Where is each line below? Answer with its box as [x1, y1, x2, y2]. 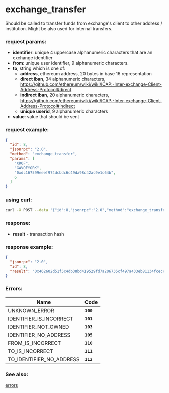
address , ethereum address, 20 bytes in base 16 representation [20, 71, 152, 77]
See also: [5, 371, 29, 378]
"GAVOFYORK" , [14, 165, 42, 170]
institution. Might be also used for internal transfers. [5, 25, 113, 31]
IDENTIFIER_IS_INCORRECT [8, 315, 74, 322]
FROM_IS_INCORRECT [8, 339, 61, 346]
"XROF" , [14, 161, 30, 166]
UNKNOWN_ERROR [8, 307, 54, 314]
